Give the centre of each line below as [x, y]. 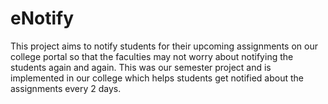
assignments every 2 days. [66, 88]
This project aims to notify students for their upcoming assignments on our [164, 46]
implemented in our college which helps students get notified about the [157, 78]
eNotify [42, 18]
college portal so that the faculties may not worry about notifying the [152, 56]
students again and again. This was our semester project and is [141, 67]
